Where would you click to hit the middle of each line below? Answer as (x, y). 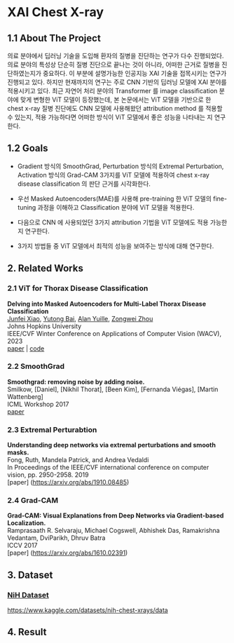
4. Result (27, 632)
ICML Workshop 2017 (38, 404)
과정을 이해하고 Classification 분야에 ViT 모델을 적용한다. (116, 207)
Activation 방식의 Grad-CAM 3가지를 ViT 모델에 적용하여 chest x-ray (113, 175)
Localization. (27, 523)
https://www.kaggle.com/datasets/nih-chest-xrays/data (88, 610)
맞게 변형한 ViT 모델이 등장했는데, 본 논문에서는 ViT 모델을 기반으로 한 (116, 100)
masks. (18, 452)
